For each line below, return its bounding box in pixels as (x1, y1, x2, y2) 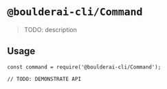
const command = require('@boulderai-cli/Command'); (7, 64, 162, 71)
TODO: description (23, 25, 78, 34)
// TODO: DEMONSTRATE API (7, 75, 81, 82)
